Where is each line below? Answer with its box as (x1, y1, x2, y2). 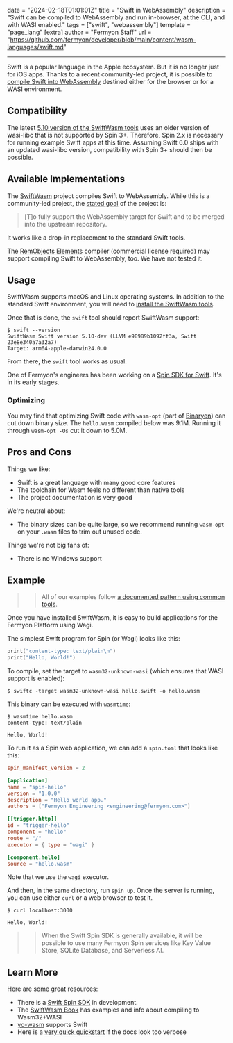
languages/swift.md (7, 43, 64, 51)
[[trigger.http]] (7, 816, 58, 823)
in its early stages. (7, 378, 60, 386)
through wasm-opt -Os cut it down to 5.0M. (7, 426, 128, 434)
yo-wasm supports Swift (17, 1021, 88, 1029)
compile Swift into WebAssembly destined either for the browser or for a (7, 78, 214, 85)
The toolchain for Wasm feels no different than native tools (17, 486, 185, 494)
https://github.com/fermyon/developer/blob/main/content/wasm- (10, 35, 196, 44)
